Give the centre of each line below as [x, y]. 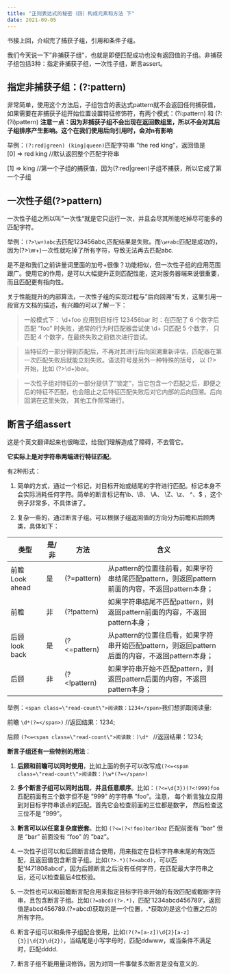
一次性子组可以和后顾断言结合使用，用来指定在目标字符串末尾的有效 [113, 851]
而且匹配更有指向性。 [37, 282]
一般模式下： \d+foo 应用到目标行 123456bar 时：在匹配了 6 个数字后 [122, 320]
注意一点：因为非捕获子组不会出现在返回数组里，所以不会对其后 [130, 122]
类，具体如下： [38, 526]
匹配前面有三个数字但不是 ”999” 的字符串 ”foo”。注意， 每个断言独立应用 [120, 796]
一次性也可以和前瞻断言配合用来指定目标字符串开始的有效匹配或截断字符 [119, 891]
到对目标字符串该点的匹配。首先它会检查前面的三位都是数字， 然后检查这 [120, 804]
